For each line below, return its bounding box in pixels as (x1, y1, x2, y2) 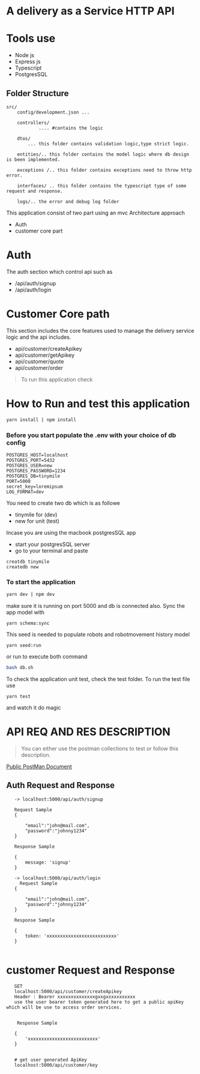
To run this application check (20, 375, 93, 383)
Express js (14, 58, 41, 65)
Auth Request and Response (6, 780, 115, 790)
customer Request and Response (6, 963, 175, 977)
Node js (14, 52, 35, 59)
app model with (6, 608, 45, 616)
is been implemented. (6, 156, 61, 163)
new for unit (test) (14, 517, 59, 524)
